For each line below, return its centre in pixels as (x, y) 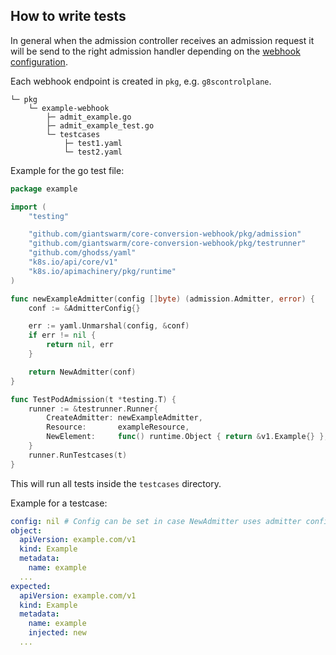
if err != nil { (62, 335)
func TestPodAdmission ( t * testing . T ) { (93, 399)
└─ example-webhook (69, 108)
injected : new (57, 633)
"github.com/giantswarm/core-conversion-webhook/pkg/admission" (165, 234)
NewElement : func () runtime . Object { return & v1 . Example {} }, (187, 437)
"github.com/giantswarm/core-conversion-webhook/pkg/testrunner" (167, 244)
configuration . (39, 61)
